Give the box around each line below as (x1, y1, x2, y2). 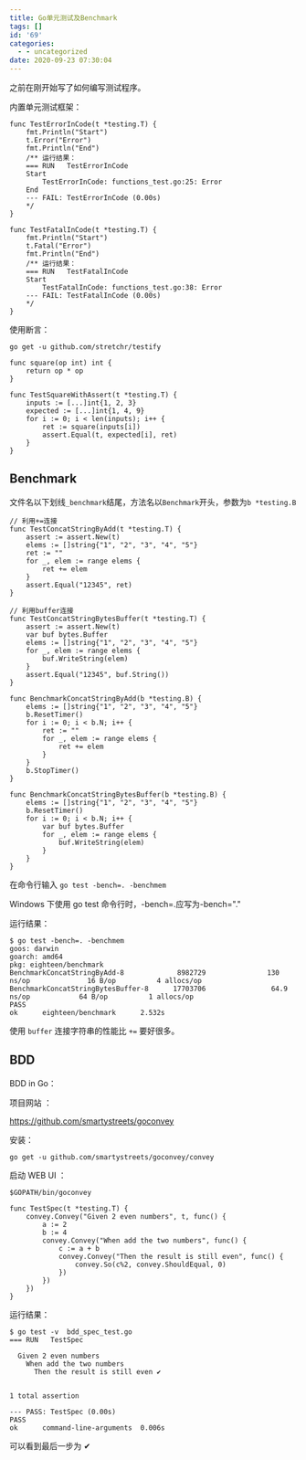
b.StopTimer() (26, 766, 79, 775)
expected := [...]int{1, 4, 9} (26, 407, 145, 416)
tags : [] (9, 22, 43, 31)
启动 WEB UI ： (9, 1169, 67, 1180)
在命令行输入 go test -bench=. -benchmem (9, 879, 167, 890)
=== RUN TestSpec (9, 1335, 84, 1344)
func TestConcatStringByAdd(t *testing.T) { (9, 524, 182, 534)
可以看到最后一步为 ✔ (9, 1440, 91, 1451)
